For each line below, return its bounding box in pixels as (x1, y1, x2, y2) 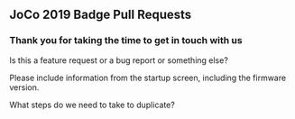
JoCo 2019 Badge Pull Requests (9, 7, 192, 23)
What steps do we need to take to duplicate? (9, 99, 176, 110)
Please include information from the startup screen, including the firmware (9, 72, 287, 83)
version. (9, 81, 40, 93)
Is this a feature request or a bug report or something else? (9, 54, 228, 66)
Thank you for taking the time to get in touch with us (9, 34, 243, 47)
